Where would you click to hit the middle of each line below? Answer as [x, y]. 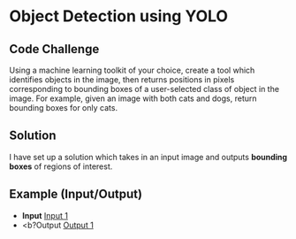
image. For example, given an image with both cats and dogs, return [133, 98]
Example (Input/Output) [76, 194]
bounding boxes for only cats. [63, 108]
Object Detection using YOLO [118, 16]
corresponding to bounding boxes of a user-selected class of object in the [144, 89]
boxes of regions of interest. [61, 166]
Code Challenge [54, 49]
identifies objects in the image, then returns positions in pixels [122, 80]
